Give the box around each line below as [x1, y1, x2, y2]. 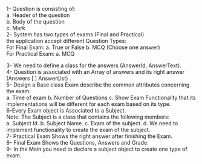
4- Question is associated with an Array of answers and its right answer [6, 68, 185, 75]
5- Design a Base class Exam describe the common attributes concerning [6, 81, 190, 88]
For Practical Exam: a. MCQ [6, 50, 75, 57]
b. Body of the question [6, 18, 65, 25]
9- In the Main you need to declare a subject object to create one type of [6, 145, 187, 153]
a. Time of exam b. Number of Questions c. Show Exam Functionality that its [6, 94, 196, 101]
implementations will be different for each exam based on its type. [6, 100, 171, 108]
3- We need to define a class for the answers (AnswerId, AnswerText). [6, 62, 181, 69]
